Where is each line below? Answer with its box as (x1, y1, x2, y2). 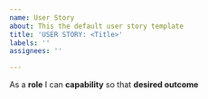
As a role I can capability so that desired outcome (9, 79, 199, 90)
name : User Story (9, 13, 75, 22)
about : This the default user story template (9, 22, 184, 31)
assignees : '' (9, 47, 63, 56)
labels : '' (9, 38, 51, 48)
